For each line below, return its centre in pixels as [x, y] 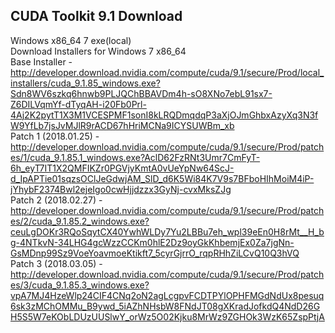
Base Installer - [41, 61]
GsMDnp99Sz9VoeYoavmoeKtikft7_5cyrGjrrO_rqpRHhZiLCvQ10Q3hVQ [155, 253]
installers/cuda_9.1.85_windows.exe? [85, 83]
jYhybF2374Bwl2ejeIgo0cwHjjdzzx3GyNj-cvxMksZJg [121, 189]
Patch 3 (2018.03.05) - [56, 263]
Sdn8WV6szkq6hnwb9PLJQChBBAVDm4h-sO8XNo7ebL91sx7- [141, 93]
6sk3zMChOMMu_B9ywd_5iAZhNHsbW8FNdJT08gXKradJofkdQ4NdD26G [165, 306]
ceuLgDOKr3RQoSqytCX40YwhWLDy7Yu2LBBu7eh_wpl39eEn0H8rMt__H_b [167, 231]
